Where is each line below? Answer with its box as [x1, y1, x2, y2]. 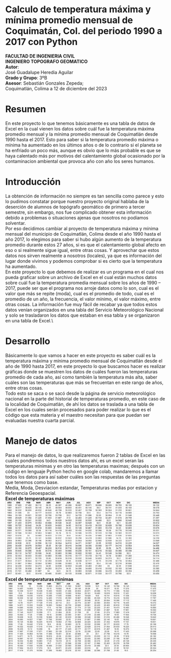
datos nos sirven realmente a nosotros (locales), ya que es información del [5, 252, 162, 259]
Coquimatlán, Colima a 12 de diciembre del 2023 [5, 85, 107, 91]
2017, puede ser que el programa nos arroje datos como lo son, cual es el [5, 285, 159, 291]
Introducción [5, 176, 61, 188]
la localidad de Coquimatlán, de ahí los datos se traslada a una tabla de [5, 401, 154, 407]
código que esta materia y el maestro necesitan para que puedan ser [5, 412, 150, 418]
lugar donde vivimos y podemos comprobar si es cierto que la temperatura [5, 258, 162, 264]
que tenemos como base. [5, 479, 59, 485]
